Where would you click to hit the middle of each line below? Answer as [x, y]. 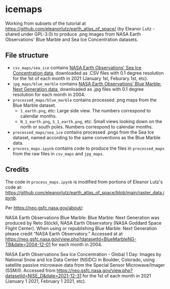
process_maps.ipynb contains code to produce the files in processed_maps [89, 148]
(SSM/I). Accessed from [30, 270]
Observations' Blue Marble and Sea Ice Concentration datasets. [72, 39]
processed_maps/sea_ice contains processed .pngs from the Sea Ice [83, 132]
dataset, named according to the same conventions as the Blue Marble [87, 137]
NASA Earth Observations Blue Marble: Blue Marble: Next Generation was [82, 217]
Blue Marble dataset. [34, 105]
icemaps [24, 9]
